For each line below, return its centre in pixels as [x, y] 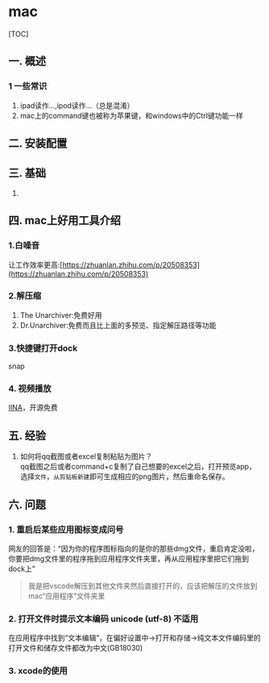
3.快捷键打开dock [43, 348]
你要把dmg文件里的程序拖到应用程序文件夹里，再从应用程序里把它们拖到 [129, 558]
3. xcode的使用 [38, 671]
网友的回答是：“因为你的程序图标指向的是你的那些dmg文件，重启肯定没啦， [134, 548]
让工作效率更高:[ [35, 264]
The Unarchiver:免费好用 [61, 315]
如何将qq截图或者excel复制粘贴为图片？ [86, 456]
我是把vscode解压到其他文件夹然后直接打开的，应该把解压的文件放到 [143, 585]
